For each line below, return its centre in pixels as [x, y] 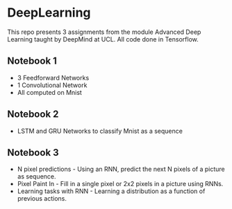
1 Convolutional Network [52, 85]
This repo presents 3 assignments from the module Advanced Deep [104, 32]
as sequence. [37, 176]
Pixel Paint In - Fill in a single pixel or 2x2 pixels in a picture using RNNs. [120, 184]
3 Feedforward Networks [53, 78]
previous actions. [42, 199]
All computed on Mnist [49, 92]
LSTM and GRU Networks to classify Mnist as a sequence [100, 131]
